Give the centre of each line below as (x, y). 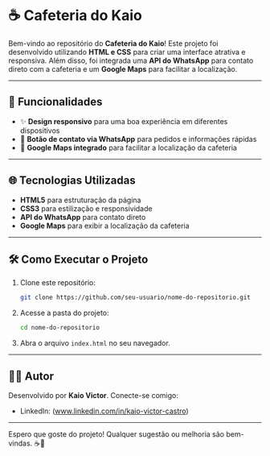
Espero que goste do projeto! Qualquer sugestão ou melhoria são (117, 434)
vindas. (20, 443)
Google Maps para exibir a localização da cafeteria (105, 226)
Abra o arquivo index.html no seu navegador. (95, 343)
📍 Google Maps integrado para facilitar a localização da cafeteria (128, 147)
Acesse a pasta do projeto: (65, 313)
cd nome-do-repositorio (60, 328)
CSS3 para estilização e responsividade (86, 208)
